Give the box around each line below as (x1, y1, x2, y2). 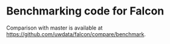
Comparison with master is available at (6, 24, 103, 31)
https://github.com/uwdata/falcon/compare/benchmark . (6, 30, 146, 37)
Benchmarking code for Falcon (6, 4, 165, 18)
